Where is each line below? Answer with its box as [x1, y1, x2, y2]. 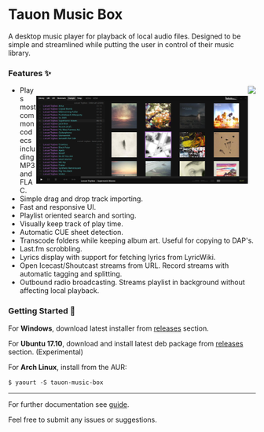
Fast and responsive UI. [19, 203, 97, 212]
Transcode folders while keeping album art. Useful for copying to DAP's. [19, 236, 254, 245]
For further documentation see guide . [8, 399, 130, 409]
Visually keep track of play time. [19, 219, 123, 229]
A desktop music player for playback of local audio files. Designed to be [8, 31, 241, 41]
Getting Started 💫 [8, 306, 76, 317]
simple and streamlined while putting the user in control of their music [8, 39, 234, 49]
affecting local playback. [19, 286, 100, 295]
